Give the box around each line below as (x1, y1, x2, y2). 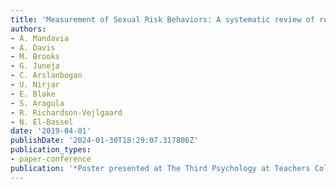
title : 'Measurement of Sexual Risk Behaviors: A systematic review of (10, 14, 315, 25)
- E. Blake (10, 89, 56, 99)
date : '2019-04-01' (10, 126, 92, 136)
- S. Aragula (10, 98, 65, 108)
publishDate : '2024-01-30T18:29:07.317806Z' (10, 136, 199, 146)
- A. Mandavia (10, 33, 70, 43)
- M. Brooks (10, 52, 60, 62)
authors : (10, 24, 47, 34)
